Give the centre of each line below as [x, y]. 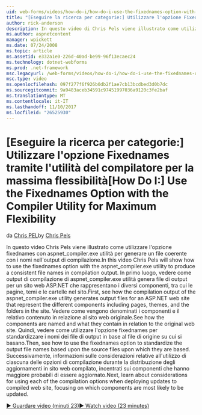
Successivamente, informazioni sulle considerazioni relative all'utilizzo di [96, 356]
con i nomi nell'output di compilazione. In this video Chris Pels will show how [100, 260]
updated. [17, 394]
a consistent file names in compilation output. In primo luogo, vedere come [99, 273]
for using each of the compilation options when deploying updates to [92, 381]
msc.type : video [26, 79]
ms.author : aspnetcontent [38, 34]
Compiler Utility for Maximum [81, 206]
